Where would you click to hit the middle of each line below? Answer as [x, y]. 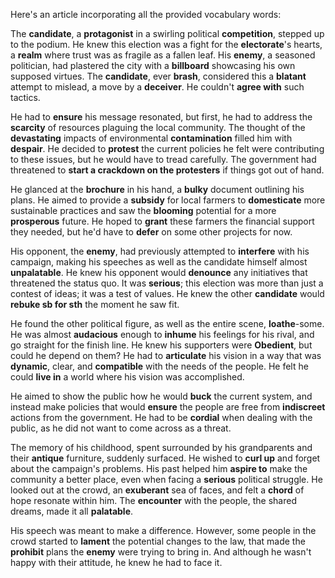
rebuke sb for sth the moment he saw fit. [95, 304]
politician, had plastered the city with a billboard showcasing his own [153, 65]
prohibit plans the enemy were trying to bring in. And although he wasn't [161, 552]
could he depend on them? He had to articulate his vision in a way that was [166, 355]
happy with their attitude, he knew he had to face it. [116, 562]
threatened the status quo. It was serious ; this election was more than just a [167, 283]
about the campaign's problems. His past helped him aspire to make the [159, 468]
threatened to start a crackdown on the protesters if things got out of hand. [167, 170]
